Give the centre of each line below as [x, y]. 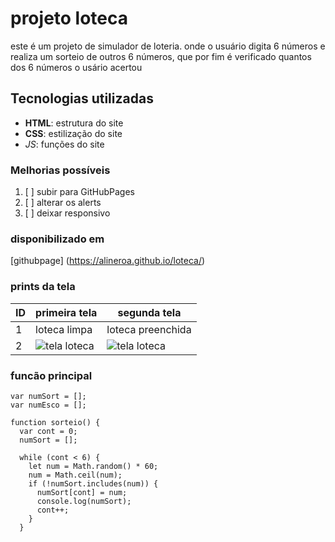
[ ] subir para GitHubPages [79, 192]
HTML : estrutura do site [74, 123]
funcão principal [51, 375]
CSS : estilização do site [73, 133]
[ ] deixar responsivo [67, 213]
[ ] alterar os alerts [63, 203]
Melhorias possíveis [60, 170]
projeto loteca [69, 18]
